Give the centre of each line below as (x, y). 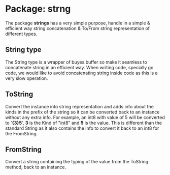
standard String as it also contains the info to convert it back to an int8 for (82, 128)
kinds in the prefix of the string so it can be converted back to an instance (82, 112)
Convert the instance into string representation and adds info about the (79, 106)
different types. (21, 34)
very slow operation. (27, 78)
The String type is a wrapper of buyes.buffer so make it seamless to (76, 62)
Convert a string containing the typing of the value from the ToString (77, 162)
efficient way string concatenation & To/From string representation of (78, 28)
